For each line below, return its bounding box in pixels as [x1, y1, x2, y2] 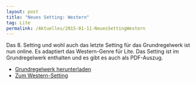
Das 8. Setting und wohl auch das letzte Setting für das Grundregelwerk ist [6, 42, 190, 49]
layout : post [6, 8, 39, 15]
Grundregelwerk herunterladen [14, 66, 91, 73]
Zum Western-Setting [14, 72, 69, 79]
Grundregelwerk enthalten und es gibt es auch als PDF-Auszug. [6, 54, 163, 61]
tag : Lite [6, 20, 31, 26]
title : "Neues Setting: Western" [6, 14, 90, 20]
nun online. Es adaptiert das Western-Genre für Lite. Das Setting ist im [6, 48, 179, 55]
